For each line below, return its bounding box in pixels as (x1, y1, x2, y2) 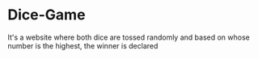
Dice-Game (7, 6, 86, 24)
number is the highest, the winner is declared (7, 40, 159, 50)
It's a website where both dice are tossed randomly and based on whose (7, 32, 250, 42)
